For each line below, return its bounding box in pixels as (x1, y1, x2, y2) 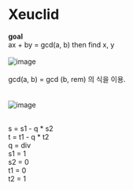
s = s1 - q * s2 (8, 124, 54, 133)
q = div (8, 140, 31, 150)
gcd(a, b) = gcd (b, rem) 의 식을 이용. (8, 74, 126, 84)
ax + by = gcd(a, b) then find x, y (8, 39, 115, 49)
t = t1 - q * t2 (8, 132, 50, 141)
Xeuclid (8, 6, 60, 24)
